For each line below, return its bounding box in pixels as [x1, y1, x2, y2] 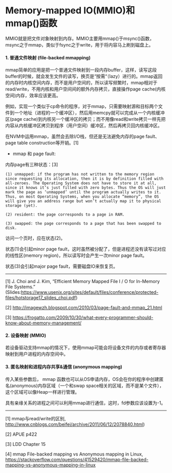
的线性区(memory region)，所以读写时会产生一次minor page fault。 [5, 252, 147, 259]
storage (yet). [5, 203, 38, 208]
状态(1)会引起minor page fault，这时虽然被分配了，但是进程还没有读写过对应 [5, 246, 166, 252]
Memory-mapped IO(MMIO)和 [5, 5, 135, 16]
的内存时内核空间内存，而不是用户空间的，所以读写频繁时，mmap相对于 [5, 80, 158, 86]
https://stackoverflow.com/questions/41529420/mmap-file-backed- [5, 456, 149, 462]
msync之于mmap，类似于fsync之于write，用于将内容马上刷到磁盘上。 [5, 41, 154, 48]
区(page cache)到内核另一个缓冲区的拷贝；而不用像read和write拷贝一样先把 [5, 116, 166, 122]
